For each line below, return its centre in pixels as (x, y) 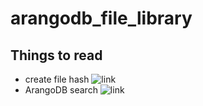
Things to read (56, 55)
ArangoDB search (61, 90)
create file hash (57, 79)
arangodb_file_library (101, 18)
